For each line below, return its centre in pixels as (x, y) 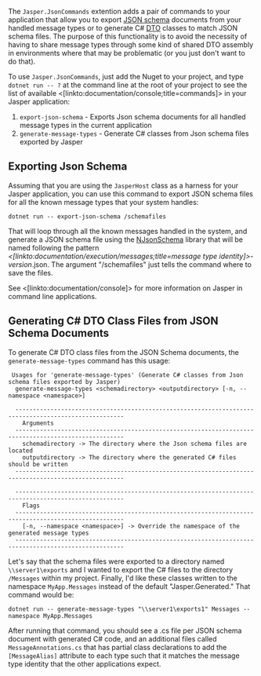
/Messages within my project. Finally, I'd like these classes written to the (123, 578)
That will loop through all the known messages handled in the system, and (128, 231)
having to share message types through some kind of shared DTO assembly (131, 45)
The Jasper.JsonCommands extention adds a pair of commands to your (119, 11)
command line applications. (53, 296)
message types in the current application (86, 125)
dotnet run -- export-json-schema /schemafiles (87, 216)
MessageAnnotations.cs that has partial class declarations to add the (118, 647)
